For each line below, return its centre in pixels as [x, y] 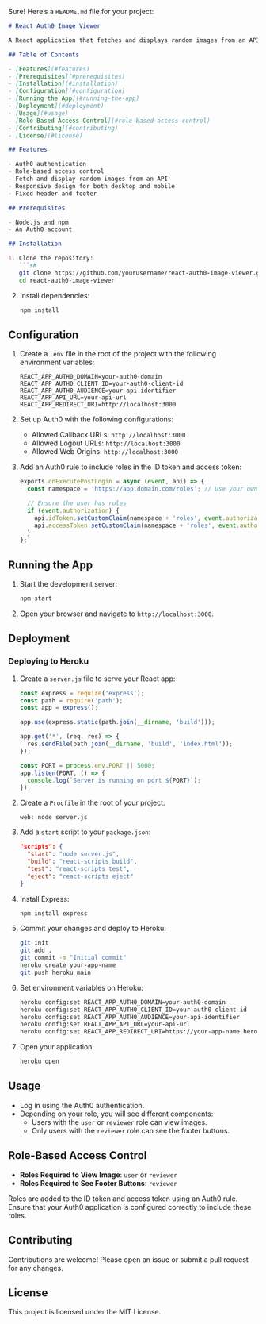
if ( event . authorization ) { [74, 510]
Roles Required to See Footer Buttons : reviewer [98, 1183]
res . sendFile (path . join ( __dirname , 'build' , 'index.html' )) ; [130, 744]
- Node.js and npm [38, 222]
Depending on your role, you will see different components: [116, 1114]
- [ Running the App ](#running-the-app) [74, 98]
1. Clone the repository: [51, 258]
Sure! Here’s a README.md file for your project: [81, 12]
